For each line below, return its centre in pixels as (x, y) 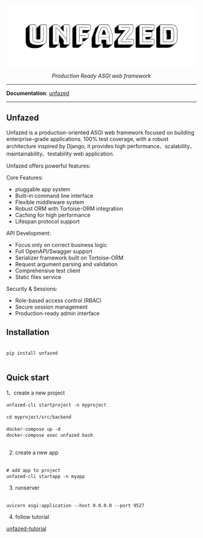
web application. (94, 154)
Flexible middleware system (50, 202)
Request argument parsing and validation (66, 264)
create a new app (37, 453)
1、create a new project (36, 393)
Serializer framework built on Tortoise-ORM (69, 258)
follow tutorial (32, 517)
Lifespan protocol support (47, 221)
